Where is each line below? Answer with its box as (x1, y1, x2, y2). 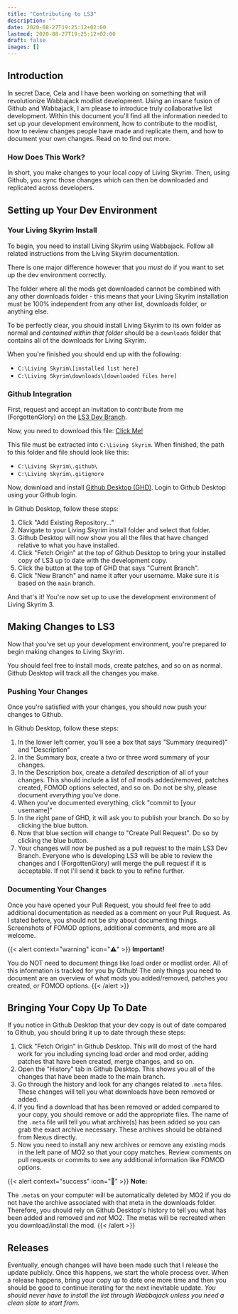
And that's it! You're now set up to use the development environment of (7, 593, 217, 601)
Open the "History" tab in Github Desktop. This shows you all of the (17, 1065, 215, 1073)
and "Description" (17, 745, 71, 754)
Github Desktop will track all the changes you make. (7, 668, 159, 677)
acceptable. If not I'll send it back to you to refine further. (17, 866, 185, 875)
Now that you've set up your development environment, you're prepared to (7, 639, 227, 648)
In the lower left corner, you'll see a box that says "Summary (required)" (17, 738, 229, 747)
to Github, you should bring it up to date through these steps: (7, 1028, 186, 1037)
